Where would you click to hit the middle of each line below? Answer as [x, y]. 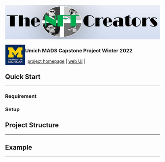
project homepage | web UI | [56, 61]
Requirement [21, 96]
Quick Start [23, 77]
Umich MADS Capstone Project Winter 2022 [79, 50]
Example [19, 148]
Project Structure [32, 125]
